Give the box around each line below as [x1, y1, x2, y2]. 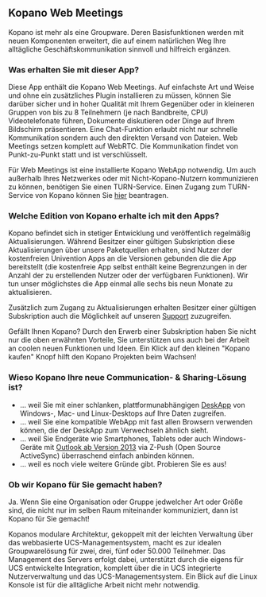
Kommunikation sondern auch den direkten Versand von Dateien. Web [8, 133, 238, 142]
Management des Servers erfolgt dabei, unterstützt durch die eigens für [8, 555, 244, 564]
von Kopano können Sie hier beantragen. [34, 191, 169, 200]
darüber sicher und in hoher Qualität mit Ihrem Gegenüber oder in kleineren [8, 99, 255, 109]
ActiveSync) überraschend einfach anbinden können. [19, 451, 195, 460]
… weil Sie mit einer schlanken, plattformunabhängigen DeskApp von [19, 400, 245, 409]
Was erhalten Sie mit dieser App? [8, 64, 140, 75]
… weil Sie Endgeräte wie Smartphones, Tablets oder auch [19, 433, 211, 444]
